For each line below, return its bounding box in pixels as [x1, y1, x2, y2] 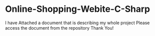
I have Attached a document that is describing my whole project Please [5, 20, 150, 26]
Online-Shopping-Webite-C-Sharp [5, 3, 151, 15]
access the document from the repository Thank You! [5, 25, 114, 31]
